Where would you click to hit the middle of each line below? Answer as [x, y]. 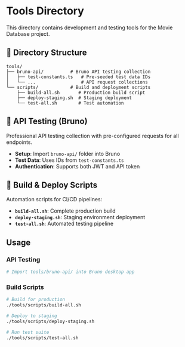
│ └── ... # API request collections [77, 82]
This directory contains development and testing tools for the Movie [90, 27]
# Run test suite [28, 332]
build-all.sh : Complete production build [65, 211]
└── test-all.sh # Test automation [70, 103]
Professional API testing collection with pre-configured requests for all [92, 136]
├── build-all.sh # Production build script [81, 93]
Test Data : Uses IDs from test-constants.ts [69, 160]
